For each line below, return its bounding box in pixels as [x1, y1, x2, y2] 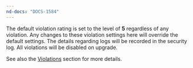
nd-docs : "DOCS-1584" [6, 8, 60, 15]
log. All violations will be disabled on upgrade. [6, 44, 118, 51]
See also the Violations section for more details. [6, 55, 122, 62]
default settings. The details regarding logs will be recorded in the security [6, 37, 188, 44]
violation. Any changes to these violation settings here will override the [6, 31, 178, 38]
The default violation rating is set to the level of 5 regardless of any [6, 25, 169, 32]
